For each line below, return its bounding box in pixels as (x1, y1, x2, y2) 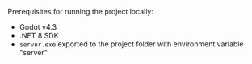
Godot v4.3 (19, 22, 57, 31)
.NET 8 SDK (19, 31, 59, 40)
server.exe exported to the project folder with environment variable (19, 39, 244, 49)
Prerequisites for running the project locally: (7, 7, 154, 16)
